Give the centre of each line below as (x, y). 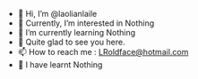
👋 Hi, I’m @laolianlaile (57, 14)
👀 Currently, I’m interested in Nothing (86, 23)
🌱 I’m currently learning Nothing (77, 32)
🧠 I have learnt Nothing (60, 65)
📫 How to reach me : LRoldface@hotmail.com (103, 52)
